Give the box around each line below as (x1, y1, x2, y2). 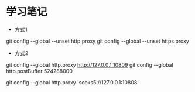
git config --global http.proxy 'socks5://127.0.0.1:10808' (6, 79, 139, 86)
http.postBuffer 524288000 (6, 67, 73, 74)
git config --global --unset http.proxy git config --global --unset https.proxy (6, 38, 189, 45)
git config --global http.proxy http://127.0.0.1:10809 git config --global (6, 61, 174, 68)
